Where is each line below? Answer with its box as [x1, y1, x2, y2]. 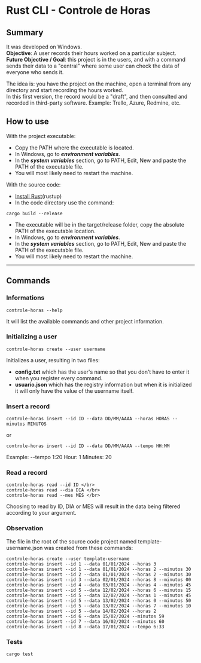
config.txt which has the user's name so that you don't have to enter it [14, 368, 190, 375]
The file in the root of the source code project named [6, 537, 137, 545]
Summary [6, 28, 44, 38]
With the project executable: [6, 132, 76, 139]
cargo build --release [6, 210, 63, 216]
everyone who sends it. [6, 69, 64, 75]
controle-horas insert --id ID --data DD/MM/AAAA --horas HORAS [6, 416, 170, 422]
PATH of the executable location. [14, 227, 96, 234]
